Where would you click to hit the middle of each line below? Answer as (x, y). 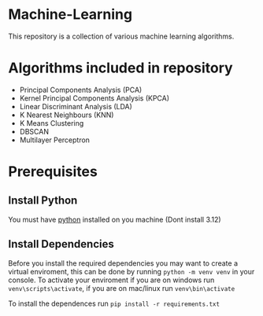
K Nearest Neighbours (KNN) (67, 115)
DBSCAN (34, 131)
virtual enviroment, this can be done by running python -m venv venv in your (131, 271)
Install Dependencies (61, 244)
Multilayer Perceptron (55, 140)
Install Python (43, 201)
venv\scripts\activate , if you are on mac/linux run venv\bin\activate (122, 288)
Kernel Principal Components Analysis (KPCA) (94, 98)
